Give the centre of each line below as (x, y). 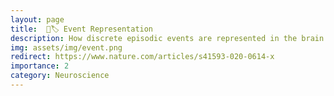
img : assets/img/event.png (66, 47)
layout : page (37, 19)
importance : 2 (40, 66)
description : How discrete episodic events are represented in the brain (167, 38)
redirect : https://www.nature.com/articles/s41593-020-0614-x (142, 57)
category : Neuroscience (60, 76)
